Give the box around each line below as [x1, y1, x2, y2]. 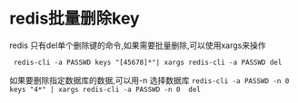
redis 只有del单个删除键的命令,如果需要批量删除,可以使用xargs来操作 [9, 40, 266, 51]
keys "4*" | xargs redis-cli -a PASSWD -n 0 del [9, 85, 202, 94]
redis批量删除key [9, 8, 140, 29]
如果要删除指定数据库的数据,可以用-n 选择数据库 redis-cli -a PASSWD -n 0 [9, 74, 290, 86]
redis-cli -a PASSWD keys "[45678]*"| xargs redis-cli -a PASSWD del [13, 58, 283, 67]
